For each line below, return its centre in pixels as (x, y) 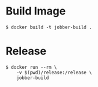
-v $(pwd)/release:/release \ (54, 72)
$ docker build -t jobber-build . (49, 27)
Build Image (36, 11)
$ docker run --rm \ (32, 67)
